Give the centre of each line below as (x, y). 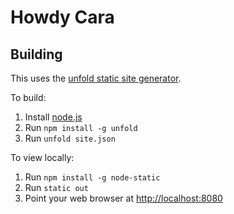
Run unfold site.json (70, 138)
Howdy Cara (62, 17)
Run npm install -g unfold (81, 127)
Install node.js (53, 117)
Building (36, 54)
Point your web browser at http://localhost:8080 (123, 198)
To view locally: (42, 157)
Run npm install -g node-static (92, 177)
